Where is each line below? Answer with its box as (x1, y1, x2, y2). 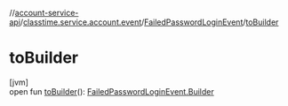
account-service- (14, 8, 79, 18)
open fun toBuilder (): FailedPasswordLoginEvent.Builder (9, 86, 215, 96)
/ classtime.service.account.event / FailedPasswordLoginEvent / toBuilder (20, 17, 279, 27)
